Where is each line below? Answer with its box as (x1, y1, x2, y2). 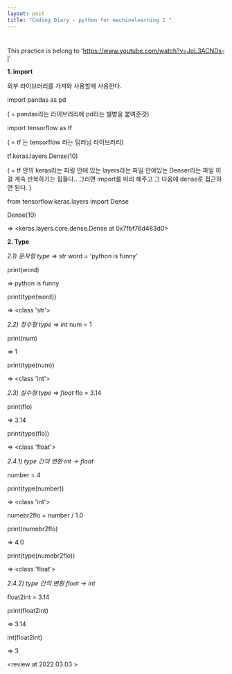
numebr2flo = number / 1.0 (7, 511, 84, 520)
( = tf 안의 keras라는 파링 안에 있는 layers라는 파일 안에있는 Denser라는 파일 (7, 166, 215, 174)
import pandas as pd (7, 95, 66, 104)
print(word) (7, 265, 39, 274)
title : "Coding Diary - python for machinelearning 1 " (7, 17, 172, 24)
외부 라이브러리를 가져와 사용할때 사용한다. (7, 81, 123, 90)
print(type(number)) (7, 484, 64, 493)
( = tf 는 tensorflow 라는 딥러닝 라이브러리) (7, 138, 124, 146)
